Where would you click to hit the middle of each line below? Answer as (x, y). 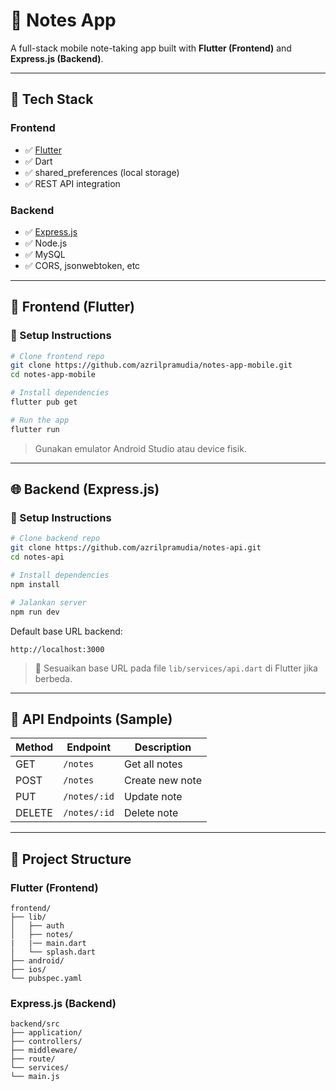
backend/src (35, 1024)
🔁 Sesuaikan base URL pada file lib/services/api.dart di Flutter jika (176, 668)
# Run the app (40, 420)
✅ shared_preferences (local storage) (102, 172)
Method (34, 747)
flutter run (35, 429)
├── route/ (33, 1059)
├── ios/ (28, 970)
